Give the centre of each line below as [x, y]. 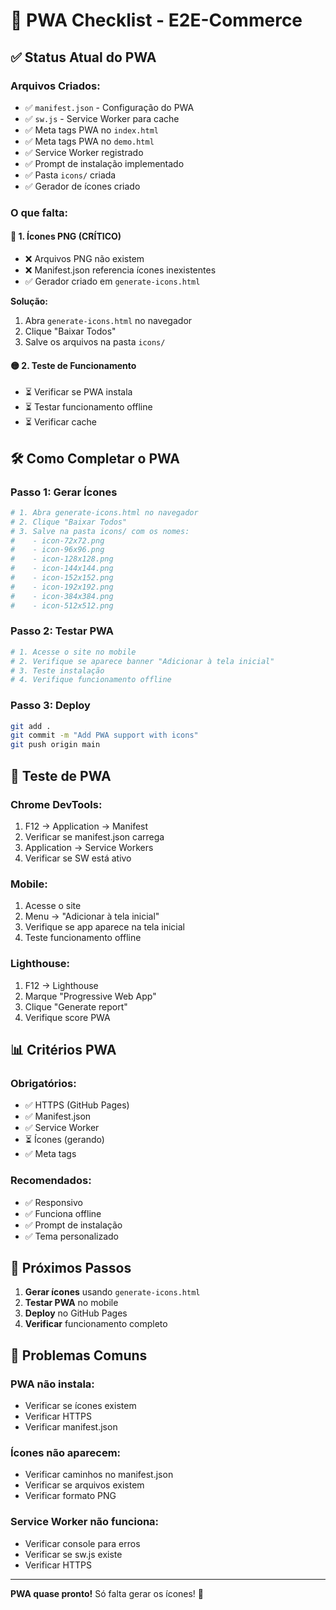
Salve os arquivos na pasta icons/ [95, 342]
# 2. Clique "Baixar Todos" [69, 522]
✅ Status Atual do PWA [83, 57]
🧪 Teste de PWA [61, 775]
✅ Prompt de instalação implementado [104, 163]
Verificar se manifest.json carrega [94, 836]
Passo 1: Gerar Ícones [64, 492]
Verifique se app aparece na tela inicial [104, 927]
